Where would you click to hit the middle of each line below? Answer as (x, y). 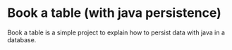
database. (22, 39)
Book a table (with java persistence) (115, 13)
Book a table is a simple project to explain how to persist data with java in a (116, 32)
